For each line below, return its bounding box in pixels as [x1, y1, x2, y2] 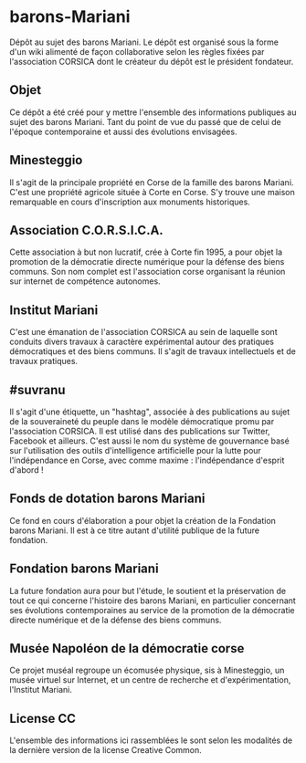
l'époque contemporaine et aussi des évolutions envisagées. [9, 126, 237, 137]
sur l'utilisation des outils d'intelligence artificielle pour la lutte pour [9, 445, 262, 455]
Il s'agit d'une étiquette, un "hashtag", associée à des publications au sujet [9, 406, 290, 417]
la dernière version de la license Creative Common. [9, 745, 203, 756]
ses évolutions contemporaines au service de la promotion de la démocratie [9, 604, 295, 615]
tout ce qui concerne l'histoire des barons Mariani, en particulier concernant [9, 595, 297, 606]
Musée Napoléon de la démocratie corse [9, 641, 245, 656]
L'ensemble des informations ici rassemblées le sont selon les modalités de [9, 735, 293, 746]
